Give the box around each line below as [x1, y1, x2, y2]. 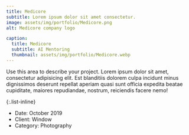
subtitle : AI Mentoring [11, 46, 70, 53]
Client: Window [14, 116, 52, 123]
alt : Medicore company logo [6, 25, 76, 31]
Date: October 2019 [14, 109, 63, 116]
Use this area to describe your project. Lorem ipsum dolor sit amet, [6, 68, 170, 75]
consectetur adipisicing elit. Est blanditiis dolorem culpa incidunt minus [6, 74, 179, 81]
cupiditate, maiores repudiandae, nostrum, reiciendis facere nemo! [6, 86, 168, 94]
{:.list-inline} [6, 98, 36, 105]
